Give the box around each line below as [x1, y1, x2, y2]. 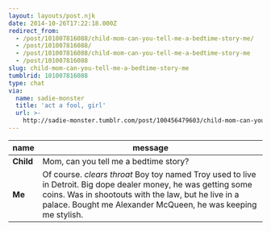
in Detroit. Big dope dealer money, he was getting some [42, 179, 252, 190]
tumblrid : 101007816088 [8, 72, 89, 80]
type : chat [8, 79, 45, 87]
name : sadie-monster [15, 94, 85, 102]
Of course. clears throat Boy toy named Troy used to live [42, 168, 256, 179]
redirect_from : [8, 27, 60, 35]
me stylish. [42, 208, 84, 220]
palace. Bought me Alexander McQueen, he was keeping [42, 199, 257, 210]
